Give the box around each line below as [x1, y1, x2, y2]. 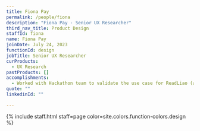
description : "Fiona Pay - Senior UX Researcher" [6, 20, 132, 25]
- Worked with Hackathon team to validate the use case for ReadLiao [11, 81, 187, 87]
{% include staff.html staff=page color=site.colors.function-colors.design [6, 113, 186, 120]
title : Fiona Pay [6, 8, 49, 15]
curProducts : [6, 58, 39, 64]
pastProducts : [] [6, 69, 49, 75]
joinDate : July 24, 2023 [6, 42, 68, 48]
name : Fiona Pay [6, 36, 46, 42]
